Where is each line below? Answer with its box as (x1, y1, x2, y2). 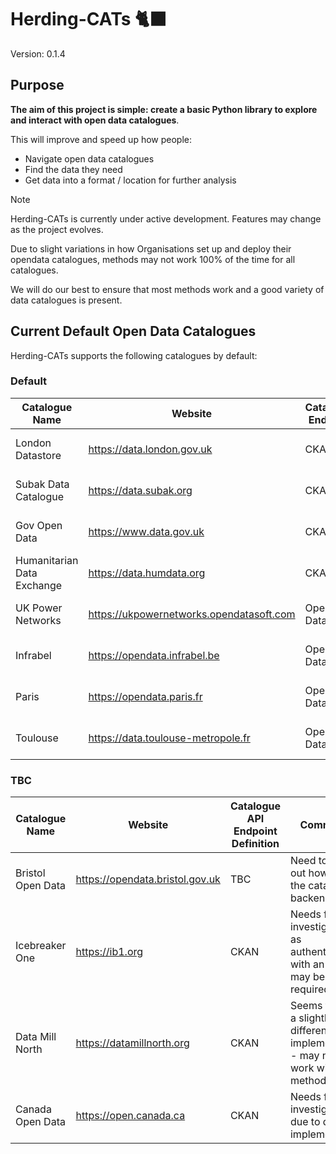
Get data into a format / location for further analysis (24, 174, 237, 186)
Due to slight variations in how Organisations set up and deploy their (10, 242, 292, 255)
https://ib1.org (75, 945, 144, 959)
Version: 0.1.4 (10, 47, 66, 60)
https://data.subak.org (88, 483, 193, 497)
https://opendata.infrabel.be (88, 648, 220, 662)
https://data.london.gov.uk (88, 442, 213, 456)
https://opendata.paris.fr (88, 689, 203, 703)
